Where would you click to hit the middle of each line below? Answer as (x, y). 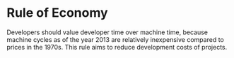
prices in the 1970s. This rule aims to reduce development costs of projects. (117, 47)
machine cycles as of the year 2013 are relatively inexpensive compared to (115, 39)
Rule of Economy (57, 13)
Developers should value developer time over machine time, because (107, 32)
